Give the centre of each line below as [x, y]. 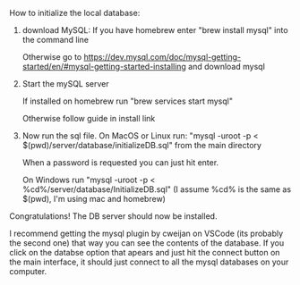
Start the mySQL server [65, 84]
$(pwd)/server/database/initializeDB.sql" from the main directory [142, 145]
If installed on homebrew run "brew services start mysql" [127, 101]
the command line [56, 40]
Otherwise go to [52, 57]
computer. [28, 271]
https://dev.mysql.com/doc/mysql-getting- [163, 57]
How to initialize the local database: [75, 13]
